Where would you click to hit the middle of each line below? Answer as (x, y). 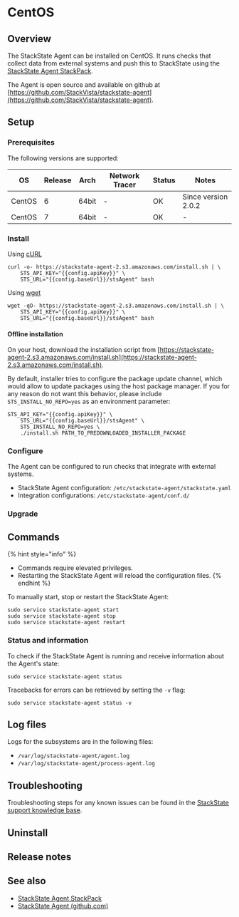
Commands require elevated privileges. (75, 568)
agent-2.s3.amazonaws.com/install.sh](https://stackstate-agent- (102, 358)
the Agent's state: (33, 663)
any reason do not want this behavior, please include (85, 394)
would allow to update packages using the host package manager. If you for (118, 386)
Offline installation (35, 334)
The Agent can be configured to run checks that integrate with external (112, 467)
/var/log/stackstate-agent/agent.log (74, 756)
